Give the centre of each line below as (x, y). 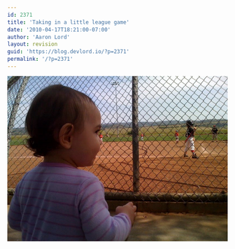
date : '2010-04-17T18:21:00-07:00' (59, 29)
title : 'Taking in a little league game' (69, 22)
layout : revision (33, 44)
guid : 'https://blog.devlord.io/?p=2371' (69, 52)
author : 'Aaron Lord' (39, 37)
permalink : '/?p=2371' (40, 59)
